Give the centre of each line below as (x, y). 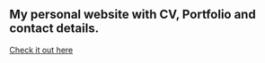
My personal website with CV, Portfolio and (132, 15)
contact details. (54, 29)
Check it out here (41, 50)
